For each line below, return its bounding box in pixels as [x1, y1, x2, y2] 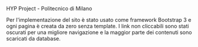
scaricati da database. [6, 35, 61, 42]
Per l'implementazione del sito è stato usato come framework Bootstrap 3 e [6, 16, 192, 23]
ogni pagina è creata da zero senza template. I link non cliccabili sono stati [6, 23, 189, 29]
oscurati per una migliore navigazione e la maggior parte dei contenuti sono [6, 29, 192, 36]
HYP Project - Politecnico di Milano [6, 5, 92, 12]
